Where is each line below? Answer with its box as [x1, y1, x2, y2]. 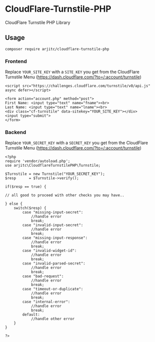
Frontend [5, 57, 27, 64]
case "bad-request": [22, 274, 64, 279]
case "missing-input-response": [22, 235, 88, 241]
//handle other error [31, 317, 75, 322]
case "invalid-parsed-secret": [22, 261, 86, 266]
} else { [5, 201, 23, 207]
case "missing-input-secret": [22, 210, 83, 215]
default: [22, 312, 40, 317]
